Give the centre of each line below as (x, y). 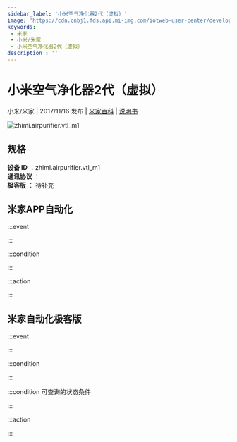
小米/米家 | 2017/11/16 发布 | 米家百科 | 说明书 (73, 111)
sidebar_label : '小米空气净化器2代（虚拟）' (67, 14)
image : (17, 20)
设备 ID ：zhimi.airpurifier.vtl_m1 (54, 167)
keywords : (22, 27)
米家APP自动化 (40, 210)
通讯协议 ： (24, 176)
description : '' (33, 54)
